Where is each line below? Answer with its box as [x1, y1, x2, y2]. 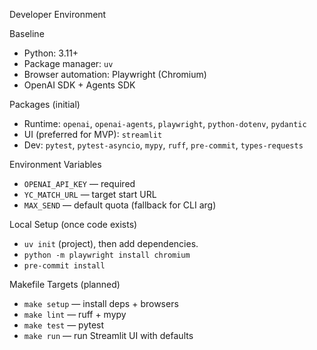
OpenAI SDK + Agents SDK [23, 79, 136, 91]
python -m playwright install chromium [23, 250, 191, 260]
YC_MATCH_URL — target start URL [23, 189, 157, 200]
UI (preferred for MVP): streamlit [23, 129, 163, 140]
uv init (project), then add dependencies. [23, 238, 199, 249]
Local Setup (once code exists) [9, 219, 138, 230]
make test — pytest [23, 319, 105, 331]
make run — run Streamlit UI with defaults [23, 330, 194, 341]
